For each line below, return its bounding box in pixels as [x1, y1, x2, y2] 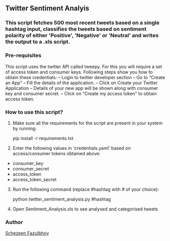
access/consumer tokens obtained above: [12, 150, 100, 156]
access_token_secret [12, 176, 57, 182]
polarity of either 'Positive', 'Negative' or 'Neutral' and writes [5, 32, 159, 39]
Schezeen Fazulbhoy [5, 230, 49, 236]
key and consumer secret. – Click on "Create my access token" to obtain [5, 90, 157, 96]
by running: [12, 125, 37, 131]
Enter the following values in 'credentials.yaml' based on [12, 145, 131, 151]
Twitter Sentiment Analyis [5, 4, 90, 13]
